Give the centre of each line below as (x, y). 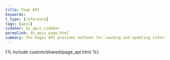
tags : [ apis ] (19, 24)
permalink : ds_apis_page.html (37, 33)
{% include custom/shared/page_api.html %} (52, 52)
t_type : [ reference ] (27, 19)
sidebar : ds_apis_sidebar (32, 28)
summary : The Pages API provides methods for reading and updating (78, 38)
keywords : (16, 14)
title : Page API (22, 10)
